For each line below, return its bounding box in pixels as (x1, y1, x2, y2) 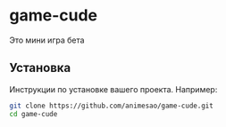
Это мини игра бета (9, 35, 85, 45)
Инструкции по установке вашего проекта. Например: (9, 83, 218, 94)
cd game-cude (9, 109, 58, 118)
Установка (9, 60, 71, 75)
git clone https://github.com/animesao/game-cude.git (9, 101, 214, 110)
